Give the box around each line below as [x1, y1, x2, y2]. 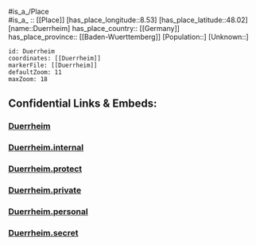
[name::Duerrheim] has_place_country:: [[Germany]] [8, 24, 180, 33]
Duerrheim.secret [8, 227, 79, 238]
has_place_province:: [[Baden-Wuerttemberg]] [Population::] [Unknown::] [8, 32, 249, 41]
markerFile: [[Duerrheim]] [8, 61, 98, 69]
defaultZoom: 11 [8, 68, 62, 76]
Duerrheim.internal [8, 142, 84, 154]
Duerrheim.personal [8, 206, 89, 217]
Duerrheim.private [8, 185, 82, 196]
